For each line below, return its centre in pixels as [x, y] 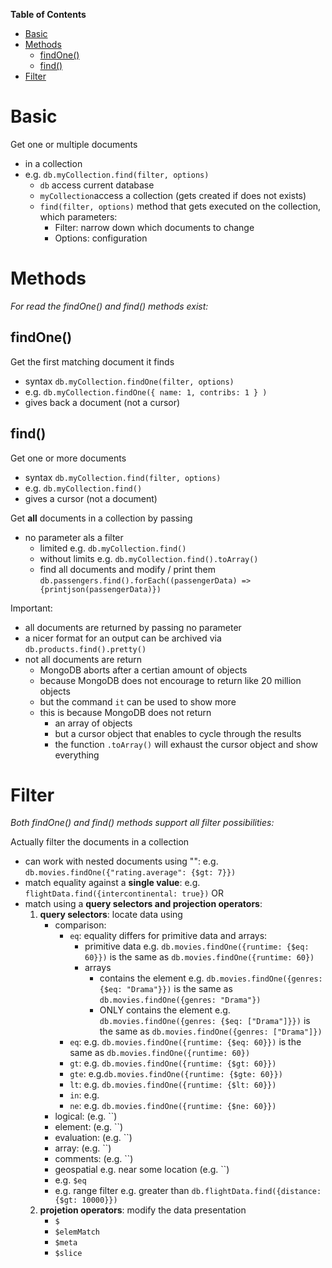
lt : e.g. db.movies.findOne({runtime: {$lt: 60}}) [173, 1085]
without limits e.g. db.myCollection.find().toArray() [149, 558]
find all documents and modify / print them [127, 569]
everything [77, 755]
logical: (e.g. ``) [86, 1116]
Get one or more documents [68, 458]
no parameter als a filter [74, 537]
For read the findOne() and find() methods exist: [109, 306]
